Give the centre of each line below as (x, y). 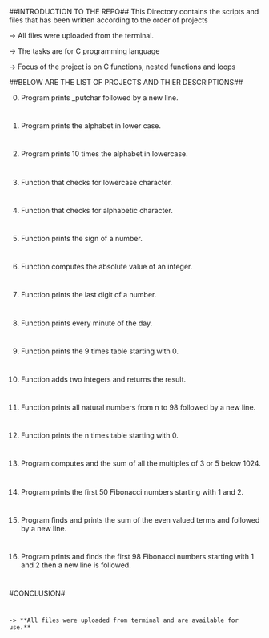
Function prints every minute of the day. (86, 323)
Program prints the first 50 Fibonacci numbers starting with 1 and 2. (132, 491)
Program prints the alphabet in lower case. (90, 126)
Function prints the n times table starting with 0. (99, 435)
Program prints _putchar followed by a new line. (99, 98)
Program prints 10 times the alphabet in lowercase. (104, 154)
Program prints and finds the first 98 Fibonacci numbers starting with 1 (137, 557)
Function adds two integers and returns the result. (103, 379)
